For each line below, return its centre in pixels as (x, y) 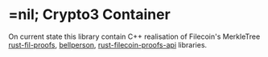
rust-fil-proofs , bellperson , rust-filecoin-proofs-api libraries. (108, 44)
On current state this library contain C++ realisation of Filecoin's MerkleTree (134, 36)
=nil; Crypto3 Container (89, 15)
